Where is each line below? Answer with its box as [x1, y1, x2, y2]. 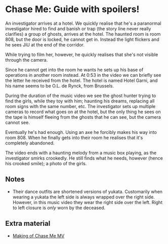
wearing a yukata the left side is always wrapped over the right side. [12, 193, 155, 200]
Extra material [5, 219, 51, 228]
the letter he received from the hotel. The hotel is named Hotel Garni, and [5, 77, 158, 83]
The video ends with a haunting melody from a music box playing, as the [5, 150, 157, 156]
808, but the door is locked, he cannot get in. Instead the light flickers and [5, 36, 159, 42]
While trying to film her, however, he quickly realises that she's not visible [5, 52, 158, 58]
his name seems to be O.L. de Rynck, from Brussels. [5, 82, 114, 89]
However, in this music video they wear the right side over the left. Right [12, 199, 163, 205]
